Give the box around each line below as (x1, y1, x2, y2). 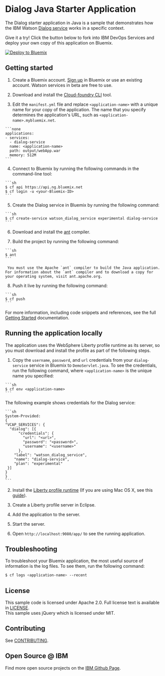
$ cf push (5, 296, 26, 301)
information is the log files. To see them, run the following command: (5, 563, 145, 569)
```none (5, 127, 21, 131)
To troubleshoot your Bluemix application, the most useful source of (5, 558, 143, 564)
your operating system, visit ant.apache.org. (5, 274, 103, 279)
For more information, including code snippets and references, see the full (5, 309, 157, 315)
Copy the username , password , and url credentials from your (12, 357, 133, 363)
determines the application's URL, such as (12, 112, 99, 118)
